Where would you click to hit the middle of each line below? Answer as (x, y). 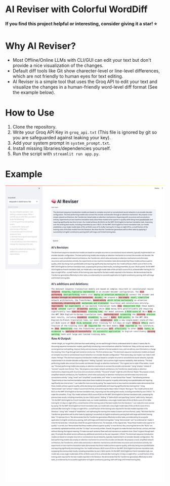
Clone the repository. (34, 127)
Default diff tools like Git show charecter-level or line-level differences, (86, 71)
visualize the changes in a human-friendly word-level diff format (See (85, 87)
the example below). (34, 92)
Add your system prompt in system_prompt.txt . (61, 143)
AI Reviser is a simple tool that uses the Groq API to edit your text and (85, 82)
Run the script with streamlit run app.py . (56, 153)
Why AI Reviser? (40, 46)
